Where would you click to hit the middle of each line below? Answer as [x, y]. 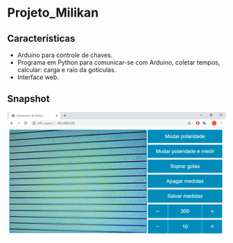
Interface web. [38, 77]
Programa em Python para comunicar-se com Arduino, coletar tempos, [119, 62]
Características [41, 39]
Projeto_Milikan [53, 13]
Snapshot [28, 99]
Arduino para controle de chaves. [65, 55]
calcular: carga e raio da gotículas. [67, 70]
